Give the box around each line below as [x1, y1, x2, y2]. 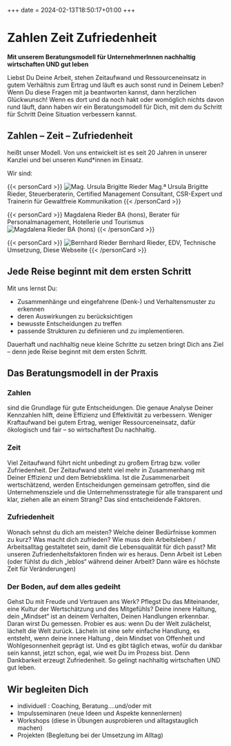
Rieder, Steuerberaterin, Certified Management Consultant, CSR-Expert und [7, 190, 223, 198]
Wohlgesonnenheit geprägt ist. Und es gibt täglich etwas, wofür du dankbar [7, 641, 223, 650]
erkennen [17, 305, 45, 313]
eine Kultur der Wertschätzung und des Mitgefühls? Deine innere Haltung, [7, 605, 217, 613]
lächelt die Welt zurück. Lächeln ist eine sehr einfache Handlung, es [7, 627, 200, 635]
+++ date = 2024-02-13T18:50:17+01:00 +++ [7, 6, 136, 14]
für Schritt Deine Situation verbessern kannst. [7, 110, 137, 118]
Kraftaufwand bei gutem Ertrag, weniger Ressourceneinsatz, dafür [7, 419, 196, 427]
